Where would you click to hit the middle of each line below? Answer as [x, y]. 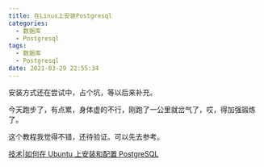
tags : [17, 46]
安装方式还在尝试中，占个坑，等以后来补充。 [83, 92]
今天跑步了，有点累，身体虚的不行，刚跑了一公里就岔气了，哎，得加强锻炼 [132, 109]
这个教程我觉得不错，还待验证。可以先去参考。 [86, 136]
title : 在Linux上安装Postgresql [61, 16]
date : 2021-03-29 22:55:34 [54, 69]
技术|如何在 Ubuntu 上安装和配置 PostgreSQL [84, 153]
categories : [28, 23]
